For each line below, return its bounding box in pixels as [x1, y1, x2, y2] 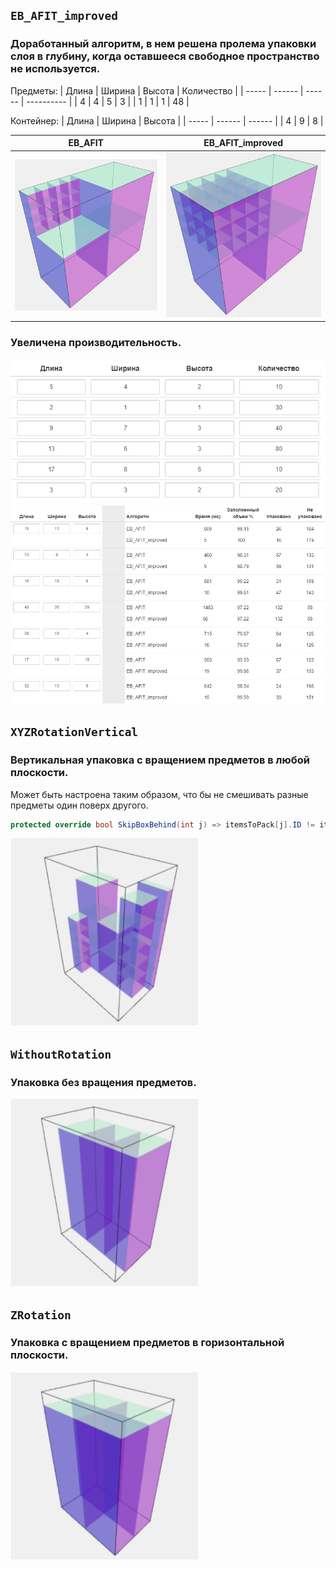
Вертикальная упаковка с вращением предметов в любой [10, 753, 310, 767]
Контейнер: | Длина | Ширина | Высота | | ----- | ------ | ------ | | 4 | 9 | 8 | [10, 114, 324, 127]
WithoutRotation [10, 1047, 112, 1062]
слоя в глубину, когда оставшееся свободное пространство [10, 49, 320, 63]
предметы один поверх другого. [10, 799, 149, 811]
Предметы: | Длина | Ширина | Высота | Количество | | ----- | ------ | [10, 84, 304, 97]
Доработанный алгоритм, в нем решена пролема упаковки [10, 37, 317, 51]
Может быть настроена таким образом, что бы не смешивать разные [10, 788, 309, 800]
